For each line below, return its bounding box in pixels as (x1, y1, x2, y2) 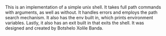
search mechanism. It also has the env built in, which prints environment (5, 15, 153, 20)
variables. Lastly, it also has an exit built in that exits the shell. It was (5, 20, 144, 26)
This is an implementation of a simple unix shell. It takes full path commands (5, 4, 162, 10)
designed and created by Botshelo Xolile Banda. (5, 25, 103, 31)
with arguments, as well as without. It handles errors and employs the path (5, 9, 158, 15)
